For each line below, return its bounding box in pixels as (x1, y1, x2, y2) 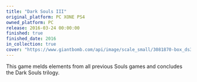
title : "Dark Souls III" (6, 8, 67, 15)
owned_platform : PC (6, 19, 54, 25)
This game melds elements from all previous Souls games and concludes (6, 63, 183, 70)
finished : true (6, 30, 43, 36)
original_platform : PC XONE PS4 (6, 14, 85, 20)
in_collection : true (6, 42, 57, 47)
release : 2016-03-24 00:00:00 (6, 25, 80, 31)
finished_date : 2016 (6, 36, 57, 42)
